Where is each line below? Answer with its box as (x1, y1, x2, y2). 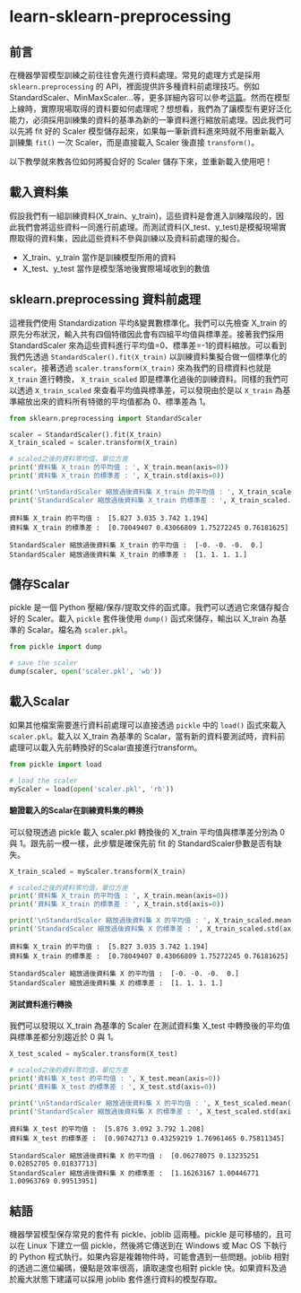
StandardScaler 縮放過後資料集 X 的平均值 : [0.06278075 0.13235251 (9, 1151, 260, 1161)
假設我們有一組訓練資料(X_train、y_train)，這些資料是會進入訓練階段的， (9, 210, 277, 221)
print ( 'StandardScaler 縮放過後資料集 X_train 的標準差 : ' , (9, 495, 228, 504)
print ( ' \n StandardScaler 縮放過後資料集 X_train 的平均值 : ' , (9, 487, 236, 496)
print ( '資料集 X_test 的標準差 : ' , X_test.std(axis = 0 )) (9, 1082, 217, 1091)
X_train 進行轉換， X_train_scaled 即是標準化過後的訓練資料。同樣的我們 (9, 373, 281, 384)
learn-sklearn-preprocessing (9, 6, 231, 27)
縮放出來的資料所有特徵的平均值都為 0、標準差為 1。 (16, 396, 211, 406)
